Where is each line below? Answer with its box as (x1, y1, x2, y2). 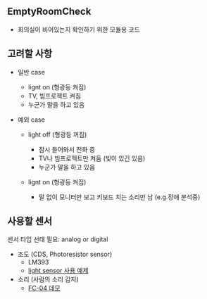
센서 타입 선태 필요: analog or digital (7, 235, 108, 243)
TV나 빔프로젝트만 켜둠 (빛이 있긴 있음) (38, 154, 146, 163)
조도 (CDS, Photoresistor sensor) (17, 250, 113, 259)
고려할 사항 (7, 48, 53, 60)
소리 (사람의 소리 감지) (17, 275, 79, 284)
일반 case (17, 68, 46, 76)
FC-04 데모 (27, 284, 61, 293)
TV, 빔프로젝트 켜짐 (27, 91, 82, 100)
